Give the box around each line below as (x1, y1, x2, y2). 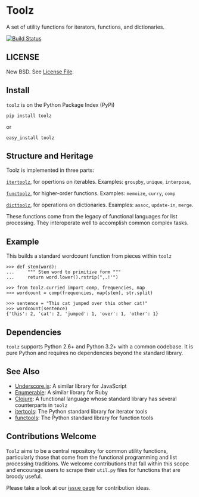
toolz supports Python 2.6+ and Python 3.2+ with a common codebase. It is (6, 343, 194, 350)
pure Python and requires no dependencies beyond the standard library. (6, 350, 184, 356)
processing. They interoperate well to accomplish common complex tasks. (6, 219, 189, 227)
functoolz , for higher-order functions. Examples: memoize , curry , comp (6, 190, 176, 197)
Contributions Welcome (6, 431, 97, 442)
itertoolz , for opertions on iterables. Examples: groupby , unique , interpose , (6, 178, 191, 186)
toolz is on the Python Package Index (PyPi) (6, 101, 115, 108)
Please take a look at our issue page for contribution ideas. (6, 484, 151, 491)
